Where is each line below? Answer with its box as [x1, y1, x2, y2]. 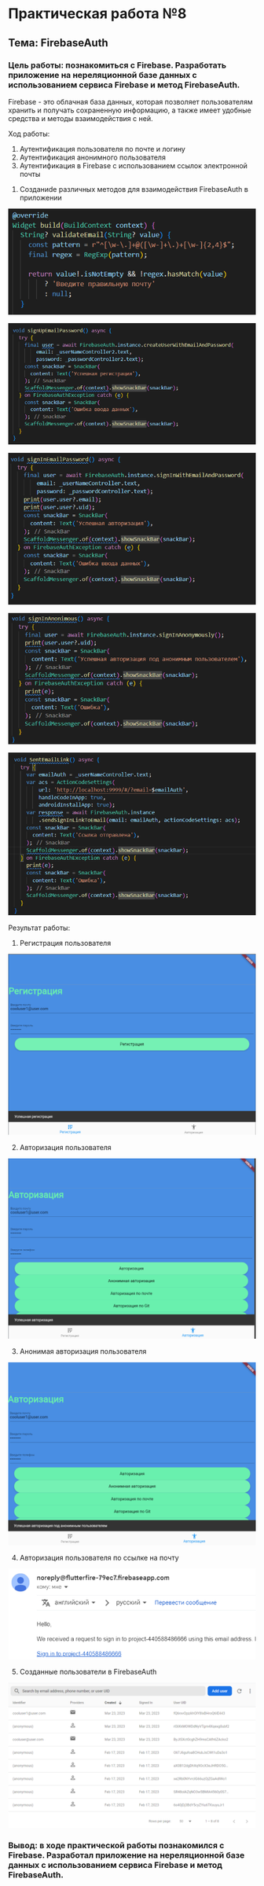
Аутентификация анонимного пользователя [19, 153, 167, 162]
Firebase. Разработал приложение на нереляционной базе [8, 1849, 245, 1860]
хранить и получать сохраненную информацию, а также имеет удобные [8, 105, 251, 115]
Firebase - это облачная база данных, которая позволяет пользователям [8, 97, 253, 106]
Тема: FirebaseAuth [8, 36, 108, 50]
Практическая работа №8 [8, 5, 187, 23]
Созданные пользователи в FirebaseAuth [19, 1667, 157, 1676]
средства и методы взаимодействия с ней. [8, 113, 153, 123]
